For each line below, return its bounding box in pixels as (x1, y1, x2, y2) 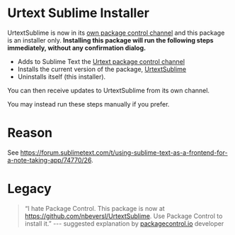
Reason (7, 125, 53, 141)
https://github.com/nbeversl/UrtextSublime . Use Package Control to (24, 212, 223, 220)
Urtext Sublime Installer (7, 5, 150, 21)
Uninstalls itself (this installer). (17, 72, 106, 81)
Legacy (7, 181, 52, 197)
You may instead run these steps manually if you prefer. (7, 99, 170, 108)
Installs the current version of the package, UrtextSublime (17, 65, 186, 73)
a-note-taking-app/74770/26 (7, 155, 92, 164)
